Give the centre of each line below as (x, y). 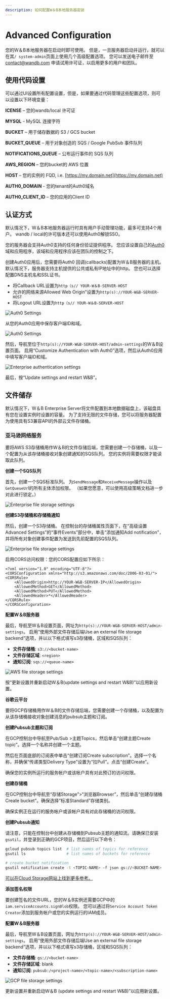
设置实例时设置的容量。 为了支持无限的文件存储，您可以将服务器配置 (90, 415)
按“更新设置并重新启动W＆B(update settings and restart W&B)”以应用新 (79, 683)
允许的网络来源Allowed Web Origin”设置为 (56, 292)
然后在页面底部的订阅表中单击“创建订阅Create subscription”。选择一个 (79, 755)
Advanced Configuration (58, 35)
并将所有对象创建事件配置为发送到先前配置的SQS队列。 (63, 539)
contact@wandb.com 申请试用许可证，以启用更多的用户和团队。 (73, 63)
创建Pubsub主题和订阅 (29, 727)
